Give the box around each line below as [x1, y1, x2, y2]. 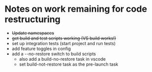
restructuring [4, 14, 61, 25]
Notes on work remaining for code [4, 3, 148, 15]
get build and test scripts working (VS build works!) [11, 35, 116, 41]
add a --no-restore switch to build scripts [11, 50, 96, 57]
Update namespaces [11, 30, 54, 36]
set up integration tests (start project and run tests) [11, 40, 116, 46]
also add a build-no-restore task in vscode [19, 56, 106, 62]
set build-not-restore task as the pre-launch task [19, 61, 118, 67]
